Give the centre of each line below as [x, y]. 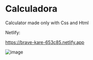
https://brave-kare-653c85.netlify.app [45, 42]
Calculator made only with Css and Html [47, 23]
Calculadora [31, 9]
